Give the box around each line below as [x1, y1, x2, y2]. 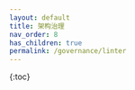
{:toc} [9, 71, 31, 82]
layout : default [9, 13, 70, 22]
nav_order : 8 [9, 30, 58, 39]
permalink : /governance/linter [9, 47, 127, 56]
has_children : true [9, 38, 83, 48]
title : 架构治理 [9, 22, 65, 31]
